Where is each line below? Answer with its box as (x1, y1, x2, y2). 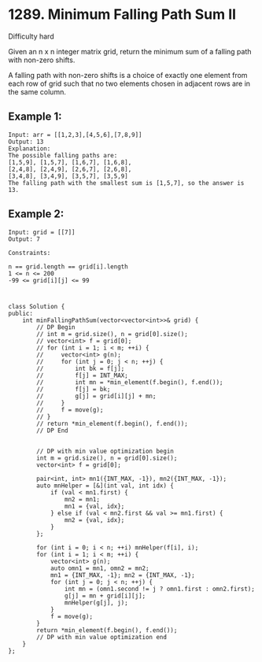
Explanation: (8, 144, 51, 153)
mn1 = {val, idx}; (64, 502, 125, 510)
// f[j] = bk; (36, 385, 111, 393)
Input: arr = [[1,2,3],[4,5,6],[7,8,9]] (8, 131, 143, 139)
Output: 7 (8, 235, 41, 243)
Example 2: (8, 207, 65, 221)
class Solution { (8, 302, 65, 310)
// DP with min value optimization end (36, 633, 168, 641)
